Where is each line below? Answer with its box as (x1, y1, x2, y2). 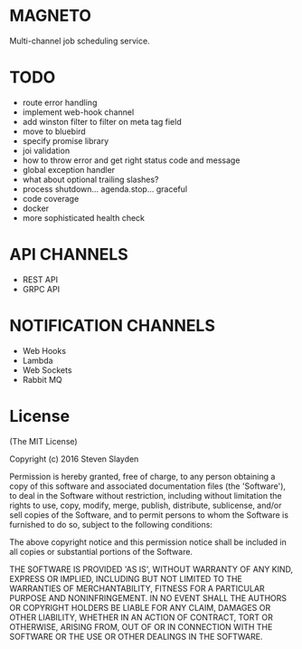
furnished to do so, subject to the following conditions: (9, 519, 212, 530)
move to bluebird (22, 126, 86, 137)
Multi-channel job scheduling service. (9, 35, 151, 46)
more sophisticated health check (22, 212, 146, 223)
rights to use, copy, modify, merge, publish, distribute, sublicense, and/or (9, 500, 282, 511)
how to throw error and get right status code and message (22, 155, 241, 166)
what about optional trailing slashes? (22, 174, 160, 185)
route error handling (22, 97, 98, 108)
